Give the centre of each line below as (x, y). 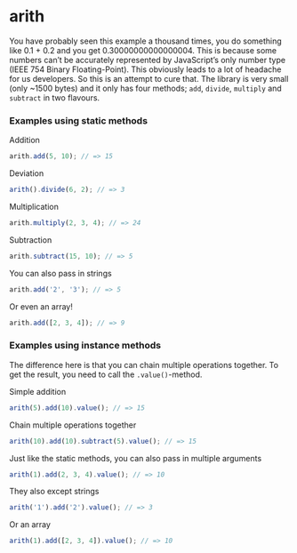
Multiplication (34, 206)
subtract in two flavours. (55, 97)
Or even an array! (41, 306)
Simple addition (38, 391)
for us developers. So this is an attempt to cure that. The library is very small (149, 78)
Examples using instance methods (85, 346)
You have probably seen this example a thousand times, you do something (145, 41)
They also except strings (54, 492)
